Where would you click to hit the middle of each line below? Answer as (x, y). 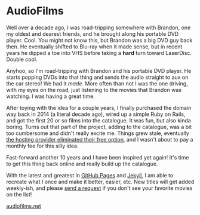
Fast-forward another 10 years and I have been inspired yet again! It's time (98, 157)
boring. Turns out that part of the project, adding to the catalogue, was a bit (99, 127)
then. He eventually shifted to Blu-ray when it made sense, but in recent (94, 47)
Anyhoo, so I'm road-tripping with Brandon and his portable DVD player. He (99, 70)
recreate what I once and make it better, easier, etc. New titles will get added (100, 182)
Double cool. (22, 59)
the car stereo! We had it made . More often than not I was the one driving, (97, 83)
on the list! (19, 194)
